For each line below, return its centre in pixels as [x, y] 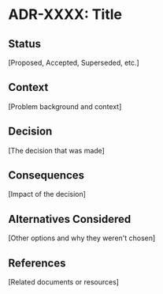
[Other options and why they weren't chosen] [82, 238]
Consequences [46, 175]
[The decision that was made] [56, 150]
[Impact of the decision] [47, 194]
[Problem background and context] [65, 106]
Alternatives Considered [70, 219]
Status [25, 44]
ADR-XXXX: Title [65, 15]
